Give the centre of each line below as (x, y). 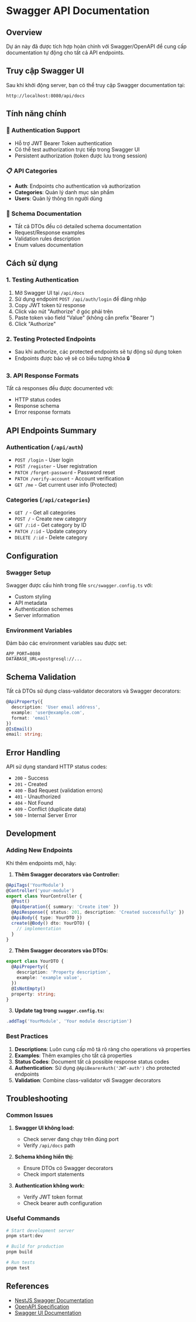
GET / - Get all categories (45, 512)
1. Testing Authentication (42, 280)
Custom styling (33, 597)
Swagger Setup (28, 573)
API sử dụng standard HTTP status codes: (57, 767)
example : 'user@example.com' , (48, 712)
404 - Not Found (34, 803)
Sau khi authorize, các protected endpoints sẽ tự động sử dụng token (98, 352)
